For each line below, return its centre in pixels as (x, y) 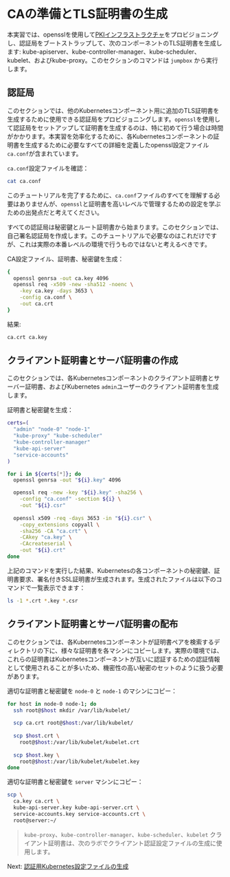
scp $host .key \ (36, 755)
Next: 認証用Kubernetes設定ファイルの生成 (68, 866)
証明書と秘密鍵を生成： (40, 410)
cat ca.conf (24, 181)
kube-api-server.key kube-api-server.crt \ (76, 808)
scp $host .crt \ (36, 736)
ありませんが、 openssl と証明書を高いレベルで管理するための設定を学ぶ (120, 204)
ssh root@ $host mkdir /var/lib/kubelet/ (72, 710)
